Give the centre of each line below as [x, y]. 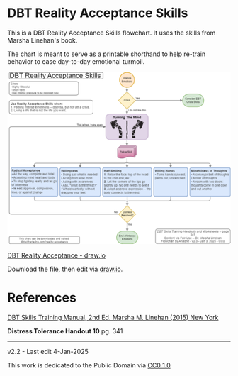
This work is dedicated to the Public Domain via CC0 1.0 [89, 365]
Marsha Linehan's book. [42, 40]
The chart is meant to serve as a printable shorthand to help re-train [107, 54]
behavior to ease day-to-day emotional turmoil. [76, 61]
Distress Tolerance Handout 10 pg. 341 [65, 331]
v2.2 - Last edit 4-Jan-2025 [48, 351]
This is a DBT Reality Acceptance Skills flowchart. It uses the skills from [112, 33]
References [42, 298]
